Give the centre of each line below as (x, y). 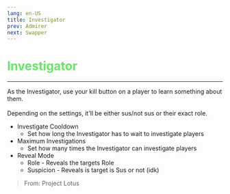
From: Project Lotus (52, 183)
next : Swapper (27, 32)
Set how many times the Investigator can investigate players (112, 148)
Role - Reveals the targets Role (71, 163)
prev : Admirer (27, 26)
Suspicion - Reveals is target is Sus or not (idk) (93, 170)
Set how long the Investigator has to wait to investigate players (115, 134)
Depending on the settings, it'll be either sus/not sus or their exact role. (107, 113)
